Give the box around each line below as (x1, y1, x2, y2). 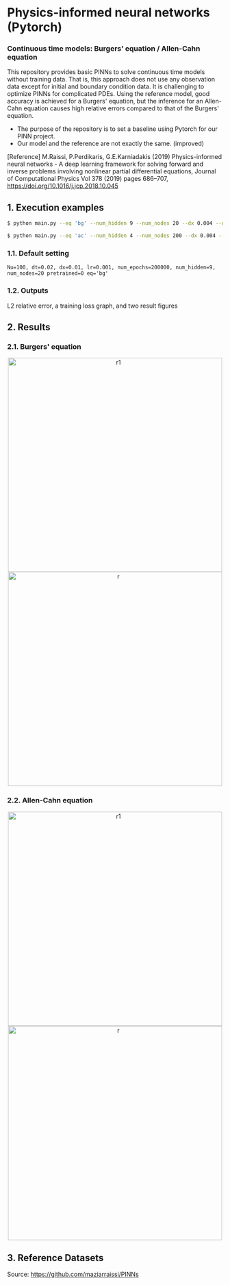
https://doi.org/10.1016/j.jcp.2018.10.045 (7, 182, 118, 190)
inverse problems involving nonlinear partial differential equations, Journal (7, 167, 216, 175)
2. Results (7, 321, 51, 333)
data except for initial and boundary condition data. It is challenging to (7, 82, 205, 90)
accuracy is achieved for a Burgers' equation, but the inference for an (7, 97, 203, 106)
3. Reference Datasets (7, 1252, 104, 1264)
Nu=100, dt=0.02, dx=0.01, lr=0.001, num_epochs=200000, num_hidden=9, (7, 264, 216, 271)
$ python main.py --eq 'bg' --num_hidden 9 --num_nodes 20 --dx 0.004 (7, 220, 213, 227)
